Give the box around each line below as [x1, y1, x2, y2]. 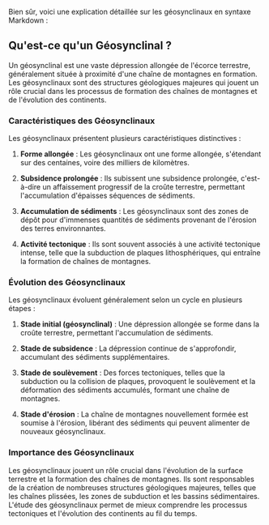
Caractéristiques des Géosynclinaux [8, 115, 156, 126]
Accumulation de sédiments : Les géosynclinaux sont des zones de [19, 207, 249, 216]
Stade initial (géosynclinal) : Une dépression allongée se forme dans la [19, 319, 260, 329]
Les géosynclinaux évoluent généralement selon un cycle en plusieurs [8, 295, 243, 305]
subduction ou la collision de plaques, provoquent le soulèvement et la [19, 377, 256, 386]
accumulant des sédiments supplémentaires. [19, 352, 170, 362]
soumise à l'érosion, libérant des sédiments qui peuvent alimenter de [19, 418, 250, 428]
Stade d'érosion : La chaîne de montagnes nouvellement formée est [19, 409, 249, 420]
